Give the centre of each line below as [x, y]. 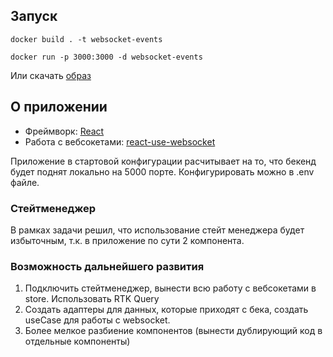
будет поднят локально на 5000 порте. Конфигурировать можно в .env [162, 171]
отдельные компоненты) [77, 341]
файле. [25, 182]
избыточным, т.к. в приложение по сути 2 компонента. [127, 240]
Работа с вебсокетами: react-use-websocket [120, 141]
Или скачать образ [51, 75]
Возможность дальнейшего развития [107, 266]
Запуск [34, 16]
